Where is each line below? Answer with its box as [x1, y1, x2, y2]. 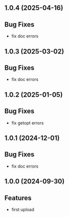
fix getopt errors [11, 120, 44, 125]
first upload [11, 207, 34, 213]
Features [4, 194, 32, 202]
